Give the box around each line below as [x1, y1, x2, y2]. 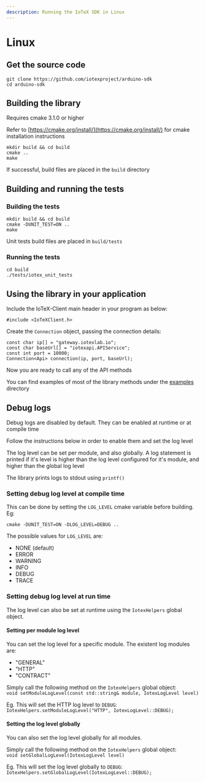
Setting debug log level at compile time [6, 489, 125, 497]
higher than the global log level [6, 462, 85, 470]
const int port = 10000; [6, 350, 70, 356]
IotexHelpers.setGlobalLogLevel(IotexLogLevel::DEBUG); [6, 770, 152, 776]
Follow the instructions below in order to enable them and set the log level [6, 437, 193, 445]
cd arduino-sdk [6, 81, 45, 88]
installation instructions [6, 132, 65, 140]
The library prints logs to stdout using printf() [6, 474, 125, 481]
